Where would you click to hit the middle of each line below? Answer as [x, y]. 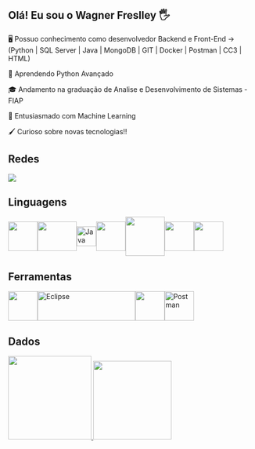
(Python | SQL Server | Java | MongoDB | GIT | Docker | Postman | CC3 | [125, 50]
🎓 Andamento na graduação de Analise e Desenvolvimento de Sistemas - [128, 89]
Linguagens [38, 202]
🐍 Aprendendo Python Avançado [61, 73]
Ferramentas [40, 277]
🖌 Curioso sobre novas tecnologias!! [68, 131]
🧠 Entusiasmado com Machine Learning [72, 115]
